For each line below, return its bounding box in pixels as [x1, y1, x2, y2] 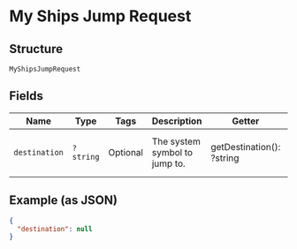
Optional [108, 146, 144, 158]
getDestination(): [210, 140, 281, 153]
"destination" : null [17, 224, 93, 233]
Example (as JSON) [9, 192, 118, 208]
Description [151, 115, 202, 127]
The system [151, 135, 201, 147]
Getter [232, 115, 260, 127]
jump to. [151, 157, 186, 170]
